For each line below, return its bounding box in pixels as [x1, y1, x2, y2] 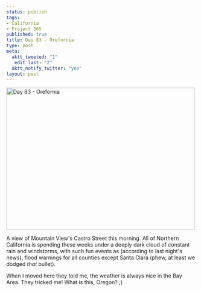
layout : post [6, 71, 39, 77]
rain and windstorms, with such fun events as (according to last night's [6, 248, 183, 255]
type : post [6, 43, 34, 49]
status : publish [6, 8, 47, 15]
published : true [6, 32, 47, 38]
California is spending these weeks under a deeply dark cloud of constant [6, 241, 190, 248]
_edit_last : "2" [11, 59, 53, 65]
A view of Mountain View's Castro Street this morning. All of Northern [6, 234, 179, 242]
